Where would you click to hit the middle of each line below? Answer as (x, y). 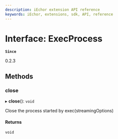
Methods (19, 76)
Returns (14, 122)
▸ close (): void (20, 101)
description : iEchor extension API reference (52, 10)
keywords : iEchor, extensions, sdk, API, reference (59, 14)
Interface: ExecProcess (54, 39)
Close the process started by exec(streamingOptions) (59, 111)
